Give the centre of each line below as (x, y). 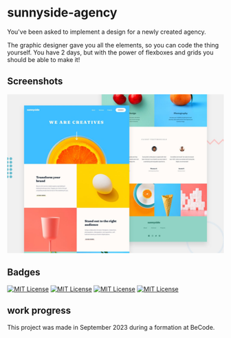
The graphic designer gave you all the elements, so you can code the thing (113, 45)
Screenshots (35, 82)
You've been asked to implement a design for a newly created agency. (107, 32)
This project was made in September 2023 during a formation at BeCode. (111, 327)
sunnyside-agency (62, 13)
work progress (39, 311)
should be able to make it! (44, 59)
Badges (24, 272)
